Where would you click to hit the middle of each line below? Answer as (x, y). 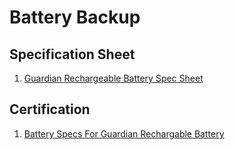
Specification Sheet (72, 54)
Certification (50, 109)
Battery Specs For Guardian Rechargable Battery (124, 133)
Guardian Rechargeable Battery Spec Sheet (113, 78)
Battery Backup (75, 17)
